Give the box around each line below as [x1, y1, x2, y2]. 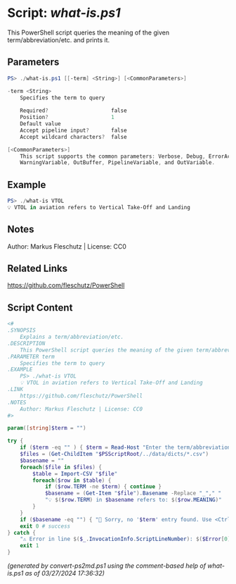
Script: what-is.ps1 [7, 5, 121, 21]
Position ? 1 [20, 114, 114, 121]
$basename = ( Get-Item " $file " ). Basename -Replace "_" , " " [44, 490, 221, 497]
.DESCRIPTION [7, 340, 46, 347]
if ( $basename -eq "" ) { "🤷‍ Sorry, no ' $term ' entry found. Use [20, 516, 212, 523]
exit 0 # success [20, 523, 71, 530]
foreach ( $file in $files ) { [20, 464, 102, 471]
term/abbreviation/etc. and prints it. [7, 35, 110, 44]
